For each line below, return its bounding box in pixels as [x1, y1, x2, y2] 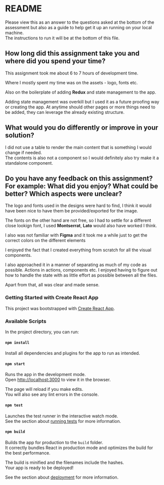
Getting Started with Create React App [5, 294, 99, 301]
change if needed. [5, 149, 42, 155]
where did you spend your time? [5, 57, 106, 66]
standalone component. [5, 160, 53, 166]
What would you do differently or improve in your [5, 124, 159, 132]
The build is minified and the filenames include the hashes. [5, 459, 124, 465]
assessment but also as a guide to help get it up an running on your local [5, 24, 152, 30]
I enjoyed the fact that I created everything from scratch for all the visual [5, 247, 151, 253]
